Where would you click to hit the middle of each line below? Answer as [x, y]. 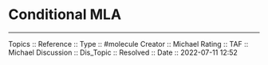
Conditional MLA [65, 15]
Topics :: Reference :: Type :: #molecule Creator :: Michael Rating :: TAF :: [128, 44]
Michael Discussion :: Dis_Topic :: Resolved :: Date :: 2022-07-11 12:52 [123, 52]
